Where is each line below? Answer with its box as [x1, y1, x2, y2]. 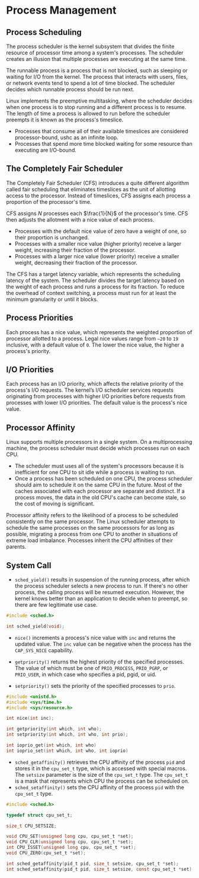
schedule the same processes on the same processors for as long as [6, 524, 175, 531]
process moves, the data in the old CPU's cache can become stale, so [14, 494, 187, 501]
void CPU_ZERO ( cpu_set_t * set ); [6, 850, 86, 856]
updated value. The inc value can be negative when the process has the [14, 640, 191, 648]
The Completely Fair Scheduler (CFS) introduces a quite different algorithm [6, 179, 190, 187]
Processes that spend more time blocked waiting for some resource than [14, 140, 192, 147]
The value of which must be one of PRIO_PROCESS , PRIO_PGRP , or [14, 664, 168, 671]
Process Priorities [6, 313, 73, 323]
